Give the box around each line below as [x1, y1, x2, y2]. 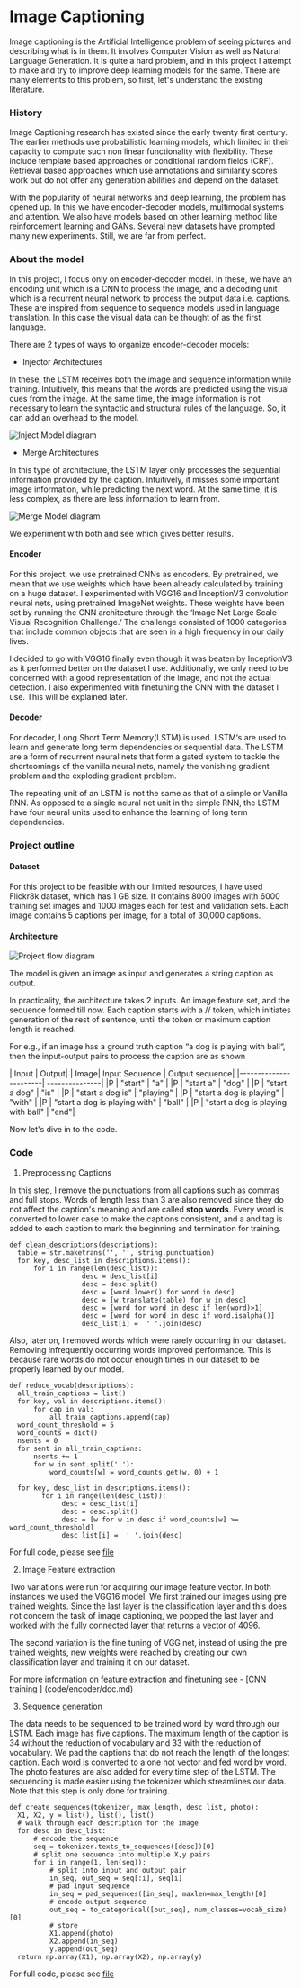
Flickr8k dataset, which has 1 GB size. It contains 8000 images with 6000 [9, 891, 280, 902]
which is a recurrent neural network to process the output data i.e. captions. [9, 293, 291, 304]
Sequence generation [22, 1701, 103, 1711]
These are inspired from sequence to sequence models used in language [9, 302, 280, 313]
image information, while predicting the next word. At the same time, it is [9, 484, 278, 495]
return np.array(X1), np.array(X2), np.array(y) [17, 1952, 203, 1961]
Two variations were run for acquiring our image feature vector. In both [9, 1581, 272, 1592]
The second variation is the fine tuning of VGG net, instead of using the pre [9, 1637, 288, 1648]
